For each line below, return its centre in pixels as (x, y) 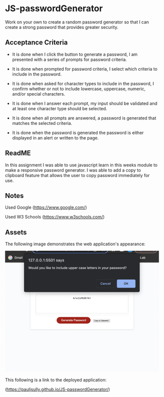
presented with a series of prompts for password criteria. (69, 60)
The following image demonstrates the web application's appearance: (75, 244)
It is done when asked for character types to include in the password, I (83, 83)
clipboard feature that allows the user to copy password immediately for (77, 175)
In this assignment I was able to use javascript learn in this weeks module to (81, 165)
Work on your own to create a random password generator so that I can (77, 22)
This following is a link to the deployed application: (56, 380)
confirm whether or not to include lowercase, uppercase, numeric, (79, 89)
